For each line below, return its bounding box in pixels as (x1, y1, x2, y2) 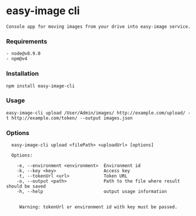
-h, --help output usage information (16, 189, 167, 195)
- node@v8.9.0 (6, 51, 41, 57)
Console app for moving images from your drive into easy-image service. (6, 24, 191, 30)
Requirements (6, 37, 48, 45)
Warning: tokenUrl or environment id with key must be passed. (19, 204, 178, 210)
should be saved (6, 184, 46, 189)
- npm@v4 (6, 56, 28, 62)
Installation (6, 70, 39, 78)
